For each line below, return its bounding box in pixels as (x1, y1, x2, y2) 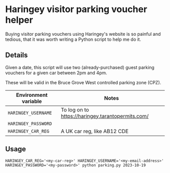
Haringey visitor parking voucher (5, 4, 148, 15)
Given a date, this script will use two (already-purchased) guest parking (5, 64, 155, 70)
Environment (16, 91, 48, 98)
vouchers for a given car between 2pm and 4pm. (5, 70, 107, 76)
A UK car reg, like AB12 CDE (60, 128, 129, 135)
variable (22, 97, 42, 104)
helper (5, 14, 33, 26)
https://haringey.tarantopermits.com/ (60, 112, 149, 120)
